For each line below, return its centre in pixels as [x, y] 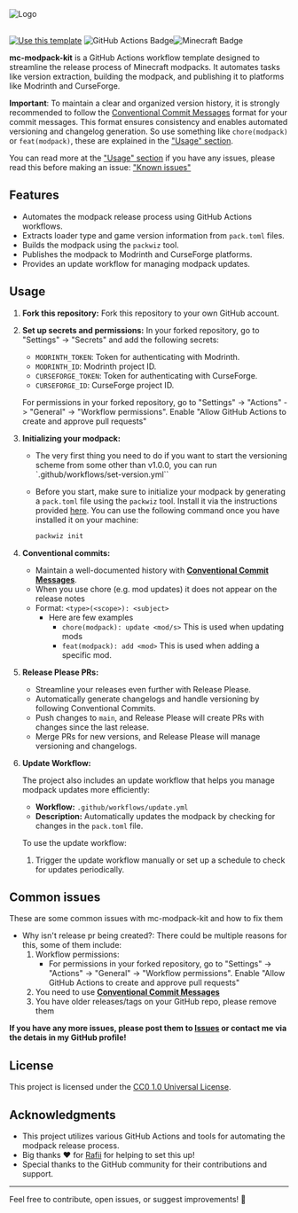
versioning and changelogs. [86, 746]
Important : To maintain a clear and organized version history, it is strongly [145, 103]
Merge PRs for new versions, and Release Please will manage [148, 736]
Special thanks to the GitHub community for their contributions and [145, 1164]
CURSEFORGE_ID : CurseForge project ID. [105, 385]
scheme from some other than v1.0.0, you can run [126, 465]
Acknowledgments [63, 1115]
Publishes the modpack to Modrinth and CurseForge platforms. [137, 254]
